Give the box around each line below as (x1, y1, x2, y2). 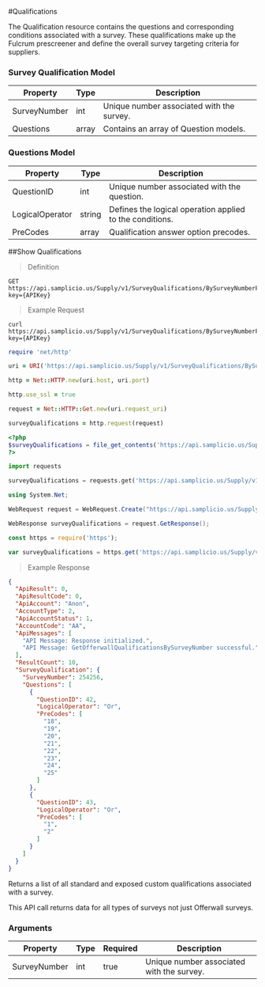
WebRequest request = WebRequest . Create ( (8, 505, 147, 513)
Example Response (27, 562, 91, 572)
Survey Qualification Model (8, 66, 116, 78)
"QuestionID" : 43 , (36, 798, 97, 806)
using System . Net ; (8, 491, 69, 499)
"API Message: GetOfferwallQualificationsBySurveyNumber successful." (22, 644, 259, 652)
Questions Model (8, 147, 76, 158)
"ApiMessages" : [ (15, 629, 73, 637)
